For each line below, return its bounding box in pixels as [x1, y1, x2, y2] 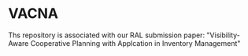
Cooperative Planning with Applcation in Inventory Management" [30, 38, 241, 47]
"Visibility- [206, 30, 240, 40]
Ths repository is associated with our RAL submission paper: [8, 30, 205, 40]
